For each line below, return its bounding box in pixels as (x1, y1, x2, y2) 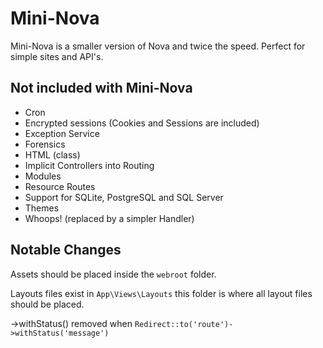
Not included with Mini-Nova (10, 80, 193, 97)
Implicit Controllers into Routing (24, 159, 155, 171)
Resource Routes (24, 180, 96, 192)
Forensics (24, 138, 66, 150)
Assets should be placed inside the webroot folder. (10, 268, 217, 280)
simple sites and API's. (10, 50, 104, 62)
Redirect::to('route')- (134, 319, 234, 329)
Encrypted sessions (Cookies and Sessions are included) (24, 117, 260, 129)
